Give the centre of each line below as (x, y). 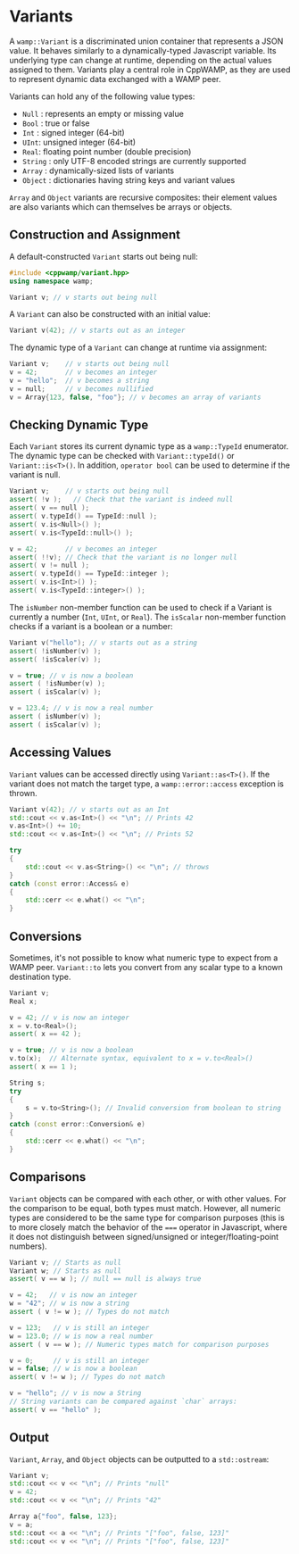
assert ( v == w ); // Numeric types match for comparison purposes (139, 1344)
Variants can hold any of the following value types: (102, 96)
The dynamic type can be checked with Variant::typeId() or (122, 456)
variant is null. (35, 475)
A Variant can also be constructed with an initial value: (110, 314)
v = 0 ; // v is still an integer (79, 1360)
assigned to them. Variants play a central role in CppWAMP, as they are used (150, 70)
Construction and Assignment (95, 235)
